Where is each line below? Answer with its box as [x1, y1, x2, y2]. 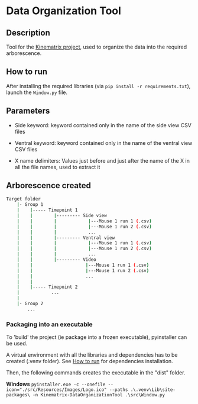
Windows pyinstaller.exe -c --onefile [6, 380, 106, 388]
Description [6, 28, 50, 38]
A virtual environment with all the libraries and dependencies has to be [6, 351, 178, 358]
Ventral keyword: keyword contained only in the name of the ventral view [14, 139, 193, 146]
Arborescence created [6, 180, 92, 190]
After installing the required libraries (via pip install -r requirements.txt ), [6, 82, 191, 89]
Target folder [6, 196, 41, 202]
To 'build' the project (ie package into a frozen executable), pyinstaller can [6, 334, 187, 341]
